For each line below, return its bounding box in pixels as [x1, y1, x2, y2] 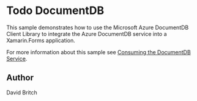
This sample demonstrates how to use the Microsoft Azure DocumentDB [6, 24, 189, 31]
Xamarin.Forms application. [6, 37, 75, 44]
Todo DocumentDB [6, 4, 105, 18]
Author [6, 72, 34, 83]
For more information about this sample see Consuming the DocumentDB [6, 48, 191, 55]
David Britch [6, 89, 38, 96]
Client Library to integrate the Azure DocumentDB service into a [6, 30, 167, 37]
